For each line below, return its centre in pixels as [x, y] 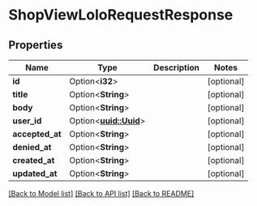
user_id [27, 121]
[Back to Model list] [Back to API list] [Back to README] [101, 193]
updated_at [35, 174]
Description [177, 68]
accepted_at [37, 134]
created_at [34, 160]
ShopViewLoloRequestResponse [121, 15]
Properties [36, 45]
